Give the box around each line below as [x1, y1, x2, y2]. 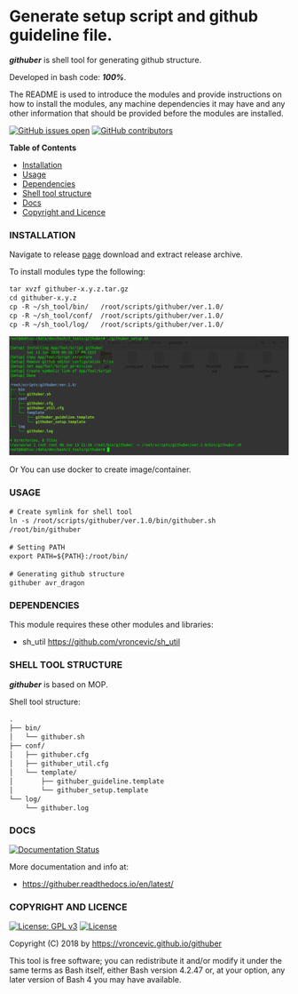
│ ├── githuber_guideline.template [9, 776, 165, 786]
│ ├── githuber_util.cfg [9, 758, 109, 768]
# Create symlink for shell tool [9, 508, 133, 517]
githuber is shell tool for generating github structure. [9, 54, 202, 65]
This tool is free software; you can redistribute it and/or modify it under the [9, 956, 282, 966]
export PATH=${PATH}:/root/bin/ [9, 552, 129, 561]
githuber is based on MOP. [9, 678, 108, 690]
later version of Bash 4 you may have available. [9, 974, 182, 985]
